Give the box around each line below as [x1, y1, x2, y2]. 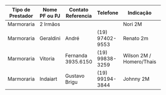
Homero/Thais [123, 59, 157, 65]
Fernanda [65, 52, 87, 59]
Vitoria [39, 55, 55, 62]
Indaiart [39, 76, 58, 82]
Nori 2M [123, 21, 142, 28]
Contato [69, 6, 89, 13]
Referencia [66, 12, 92, 19]
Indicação [127, 9, 152, 16]
